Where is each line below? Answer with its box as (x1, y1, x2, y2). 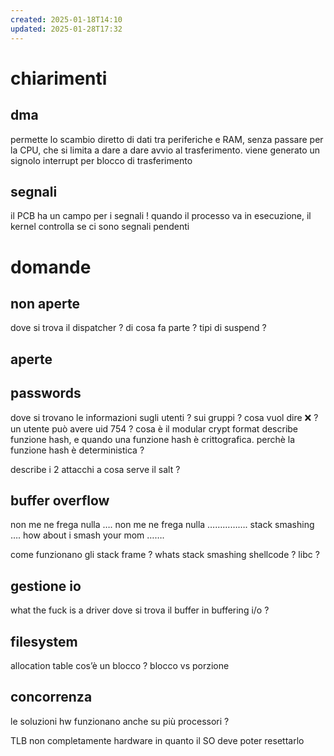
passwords (10, 385, 82, 402)
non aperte (10, 295, 80, 312)
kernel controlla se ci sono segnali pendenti (10, 221, 190, 233)
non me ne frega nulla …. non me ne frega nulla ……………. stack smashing (10, 519, 315, 531)
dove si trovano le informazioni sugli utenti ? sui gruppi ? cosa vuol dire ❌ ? (10, 411, 319, 423)
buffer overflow (10, 492, 110, 509)
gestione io (10, 577, 82, 595)
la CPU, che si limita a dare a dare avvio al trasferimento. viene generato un (10, 144, 321, 156)
